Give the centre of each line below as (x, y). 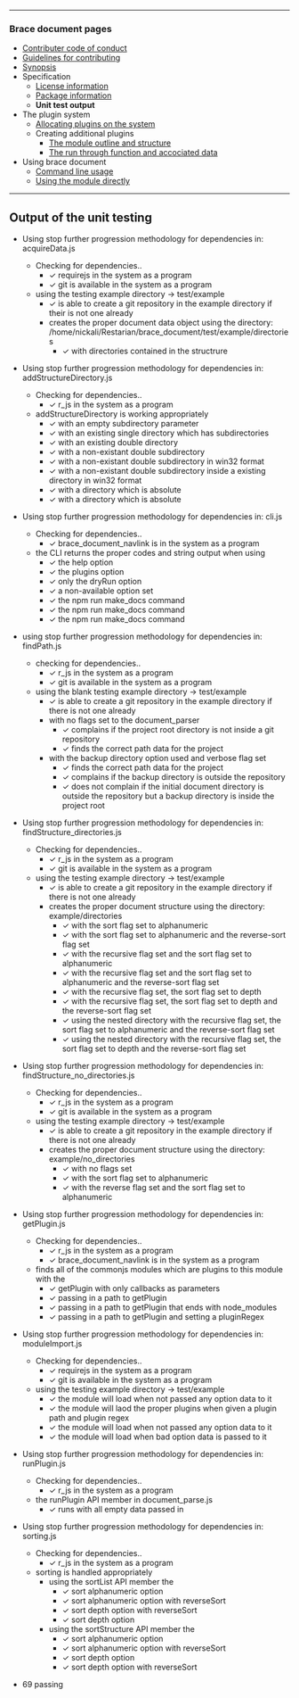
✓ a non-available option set (101, 591)
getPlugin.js (44, 1224)
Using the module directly (83, 181)
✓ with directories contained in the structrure (145, 351)
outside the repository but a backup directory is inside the (168, 796)
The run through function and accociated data (133, 153)
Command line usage (74, 171)
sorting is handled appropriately (94, 1572)
